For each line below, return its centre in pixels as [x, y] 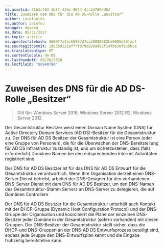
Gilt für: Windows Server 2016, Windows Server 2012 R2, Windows [84, 113]
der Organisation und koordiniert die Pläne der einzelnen [78, 215]
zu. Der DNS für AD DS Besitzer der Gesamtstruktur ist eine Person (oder [79, 138]
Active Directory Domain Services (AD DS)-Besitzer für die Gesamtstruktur [80, 133]
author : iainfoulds [25, 19]
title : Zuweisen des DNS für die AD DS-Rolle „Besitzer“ [64, 14]
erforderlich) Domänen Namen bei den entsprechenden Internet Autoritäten [81, 154]
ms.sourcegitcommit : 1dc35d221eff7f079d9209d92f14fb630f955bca [71, 46]
